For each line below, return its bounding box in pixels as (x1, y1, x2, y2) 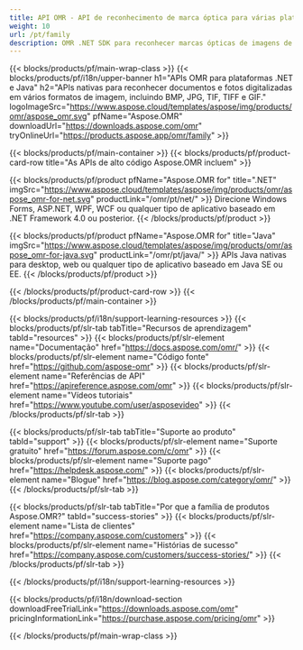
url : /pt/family (9, 30, 70, 39)
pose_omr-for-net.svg (9, 194, 91, 205)
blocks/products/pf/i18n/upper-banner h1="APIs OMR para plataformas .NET (9, 73, 294, 84)
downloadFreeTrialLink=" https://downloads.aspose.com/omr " (9, 603, 239, 614)
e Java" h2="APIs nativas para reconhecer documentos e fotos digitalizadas (9, 82, 293, 93)
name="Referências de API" (41, 371, 146, 381)
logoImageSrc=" (9, 101, 70, 113)
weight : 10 (9, 22, 50, 31)
